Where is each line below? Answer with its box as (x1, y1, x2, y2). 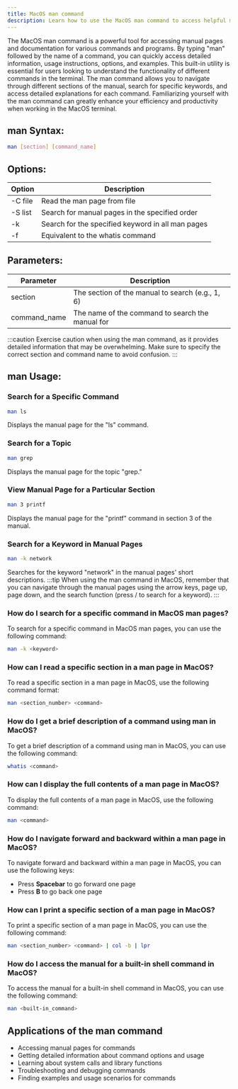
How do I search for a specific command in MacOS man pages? (7, 608, 229, 618)
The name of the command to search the (73, 307, 209, 317)
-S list (11, 208, 32, 217)
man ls (7, 408, 27, 415)
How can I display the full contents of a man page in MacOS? (7, 779, 220, 789)
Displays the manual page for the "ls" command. (7, 421, 149, 429)
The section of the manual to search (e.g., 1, (73, 288, 221, 298)
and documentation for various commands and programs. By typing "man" (7, 44, 225, 52)
